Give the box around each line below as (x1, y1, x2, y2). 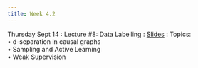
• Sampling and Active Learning (7, 45, 101, 53)
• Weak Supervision (7, 52, 66, 61)
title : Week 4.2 (7, 10, 56, 18)
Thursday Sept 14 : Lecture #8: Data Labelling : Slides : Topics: (7, 30, 192, 38)
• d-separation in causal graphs (7, 37, 101, 46)
